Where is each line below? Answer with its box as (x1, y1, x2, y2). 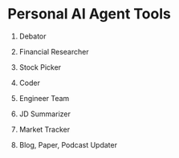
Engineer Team (18, 93, 70, 103)
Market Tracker (18, 124, 71, 134)
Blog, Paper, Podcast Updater (18, 140, 118, 149)
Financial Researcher (18, 47, 89, 56)
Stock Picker (18, 62, 62, 72)
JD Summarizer (18, 109, 71, 119)
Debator (18, 31, 47, 41)
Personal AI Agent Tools (7, 5, 172, 23)
